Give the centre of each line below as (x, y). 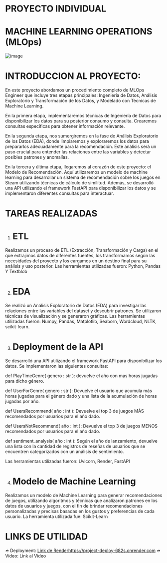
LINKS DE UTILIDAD (47, 537)
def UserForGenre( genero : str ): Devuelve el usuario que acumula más (79, 391)
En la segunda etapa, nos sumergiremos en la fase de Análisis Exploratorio (82, 136)
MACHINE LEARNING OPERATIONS (79, 32)
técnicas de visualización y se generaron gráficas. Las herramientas (75, 316)
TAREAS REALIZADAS (51, 214)
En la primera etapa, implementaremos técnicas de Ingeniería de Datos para (83, 116)
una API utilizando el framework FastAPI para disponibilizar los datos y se (81, 188)
